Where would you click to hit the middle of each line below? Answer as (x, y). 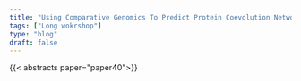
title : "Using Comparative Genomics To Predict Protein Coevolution (140, 17)
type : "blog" (34, 34)
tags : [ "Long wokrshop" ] (56, 26)
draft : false (34, 42)
